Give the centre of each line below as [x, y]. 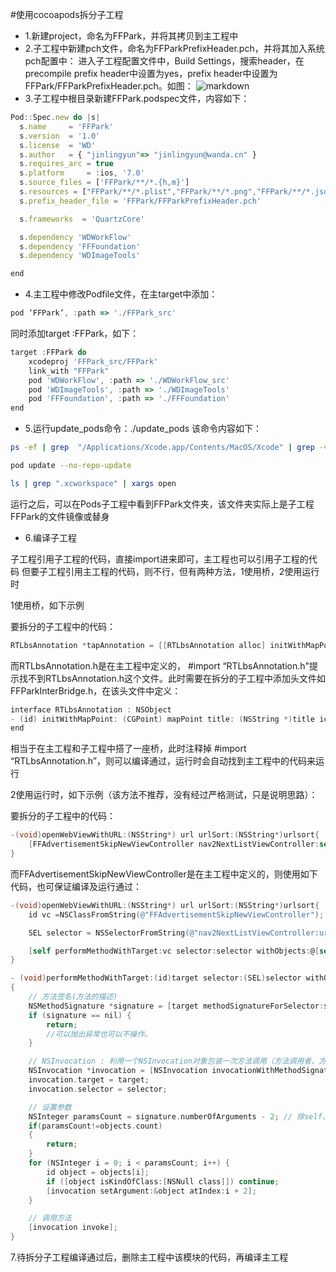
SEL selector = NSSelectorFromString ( [109, 933]
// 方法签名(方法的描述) [73, 997]
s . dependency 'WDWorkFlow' [75, 237]
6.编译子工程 [51, 537]
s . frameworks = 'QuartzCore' [82, 219]
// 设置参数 [50, 1107]
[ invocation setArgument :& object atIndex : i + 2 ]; [151, 1191]
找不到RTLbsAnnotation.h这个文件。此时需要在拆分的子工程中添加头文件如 [172, 678]
